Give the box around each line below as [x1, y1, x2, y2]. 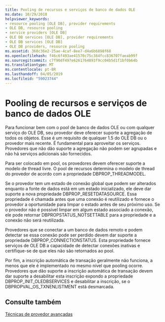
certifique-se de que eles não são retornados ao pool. [5, 248, 115, 254]
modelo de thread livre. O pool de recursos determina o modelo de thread [5, 165, 155, 171]
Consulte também [5, 298, 62, 307]
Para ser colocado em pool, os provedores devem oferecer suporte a [5, 160, 145, 166]
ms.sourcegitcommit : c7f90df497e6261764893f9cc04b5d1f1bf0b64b [5, 58, 138, 63]
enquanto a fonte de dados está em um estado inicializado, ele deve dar [5, 185, 152, 191]
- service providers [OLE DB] [5, 30, 67, 35]
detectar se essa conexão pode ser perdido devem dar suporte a [5, 232, 137, 238]
